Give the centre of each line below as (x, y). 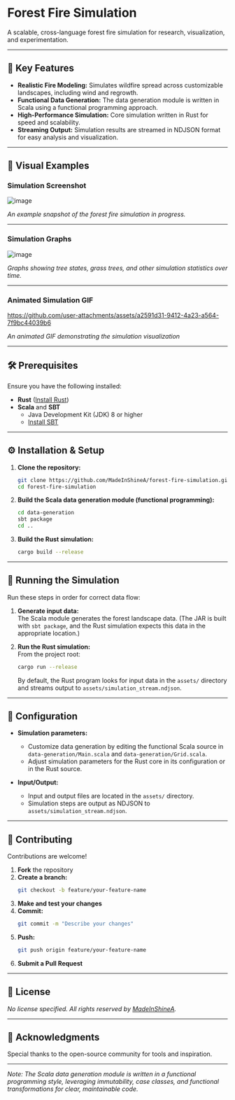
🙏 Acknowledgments (54, 1037)
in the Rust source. (55, 769)
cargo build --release (50, 552)
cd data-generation (46, 513)
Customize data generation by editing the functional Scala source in (126, 747)
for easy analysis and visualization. (68, 137)
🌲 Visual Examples (48, 166)
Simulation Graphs (40, 239)
